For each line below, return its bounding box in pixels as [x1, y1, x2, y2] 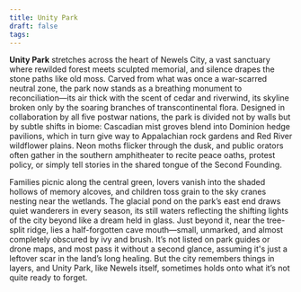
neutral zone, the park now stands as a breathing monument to [9, 83, 243, 94]
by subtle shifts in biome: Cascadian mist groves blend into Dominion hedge [9, 121, 290, 132]
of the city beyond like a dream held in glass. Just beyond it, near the [9, 215, 265, 226]
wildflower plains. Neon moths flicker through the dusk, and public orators [9, 140, 284, 151]
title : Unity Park [9, 13, 78, 22]
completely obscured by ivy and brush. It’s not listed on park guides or [9, 234, 270, 245]
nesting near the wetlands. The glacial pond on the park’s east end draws [9, 196, 281, 207]
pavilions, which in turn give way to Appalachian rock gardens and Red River [9, 131, 293, 142]
